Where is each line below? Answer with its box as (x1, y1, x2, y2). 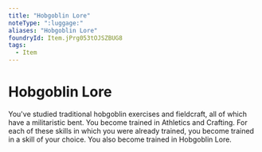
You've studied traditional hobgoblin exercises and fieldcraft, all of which (8, 109, 248, 119)
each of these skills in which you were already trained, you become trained (8, 126, 255, 135)
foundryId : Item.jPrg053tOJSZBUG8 (8, 33, 123, 42)
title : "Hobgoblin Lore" (8, 11, 91, 20)
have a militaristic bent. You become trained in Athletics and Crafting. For (8, 117, 248, 127)
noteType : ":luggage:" (8, 19, 84, 27)
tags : (8, 41, 26, 49)
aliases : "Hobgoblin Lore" (8, 26, 98, 34)
